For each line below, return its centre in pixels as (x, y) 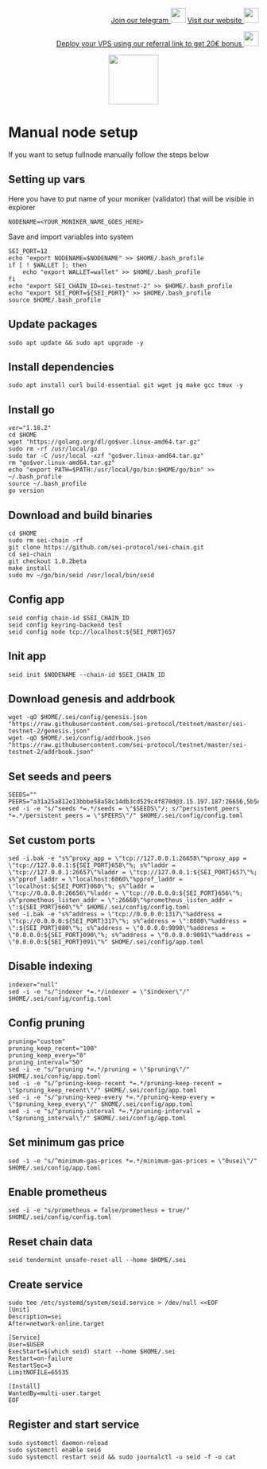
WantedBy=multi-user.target (55, 1393)
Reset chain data (50, 1242)
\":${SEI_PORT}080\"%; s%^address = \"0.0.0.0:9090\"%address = (117, 928)
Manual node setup (73, 133)
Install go (32, 410)
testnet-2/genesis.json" (49, 731)
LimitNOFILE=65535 (39, 1372)
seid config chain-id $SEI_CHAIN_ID (69, 618)
